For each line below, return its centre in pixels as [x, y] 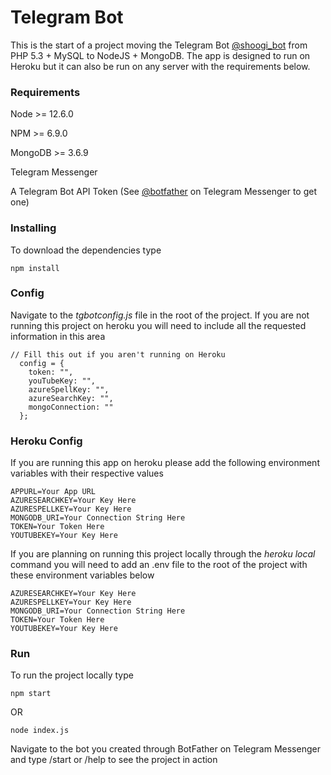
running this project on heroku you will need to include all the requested [158, 325]
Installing [33, 228]
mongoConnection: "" [71, 407]
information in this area [58, 336]
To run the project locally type [72, 675]
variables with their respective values [87, 473]
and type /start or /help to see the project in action [114, 760]
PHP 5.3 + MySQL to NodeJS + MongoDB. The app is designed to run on [160, 55]
